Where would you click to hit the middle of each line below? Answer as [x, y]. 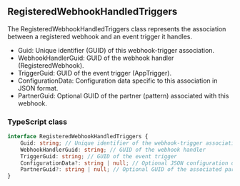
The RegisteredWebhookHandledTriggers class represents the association [117, 29]
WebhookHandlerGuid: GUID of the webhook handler [96, 58]
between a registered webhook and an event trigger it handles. [100, 36]
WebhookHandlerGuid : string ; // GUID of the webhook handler [113, 150]
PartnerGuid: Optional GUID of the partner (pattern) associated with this [123, 95]
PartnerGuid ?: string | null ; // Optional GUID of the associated [121, 170]
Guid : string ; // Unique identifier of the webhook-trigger [111, 143]
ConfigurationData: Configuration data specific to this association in [117, 81]
